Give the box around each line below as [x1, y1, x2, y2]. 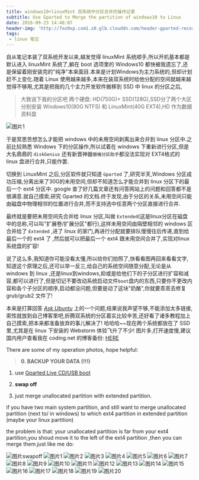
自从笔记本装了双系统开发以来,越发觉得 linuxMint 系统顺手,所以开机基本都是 [6, 53, 190, 60]
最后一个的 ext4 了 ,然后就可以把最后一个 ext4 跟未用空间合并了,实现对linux [6, 235, 190, 242]
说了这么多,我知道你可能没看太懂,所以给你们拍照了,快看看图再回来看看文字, [6, 255, 189, 262]
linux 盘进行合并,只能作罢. [6, 158, 69, 165]
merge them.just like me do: [6, 440, 74, 447]
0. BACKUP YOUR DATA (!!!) [20, 358, 91, 365]
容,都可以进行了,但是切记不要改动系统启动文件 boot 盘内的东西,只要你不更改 [6, 277, 188, 284]
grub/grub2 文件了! [6, 292, 53, 299]
